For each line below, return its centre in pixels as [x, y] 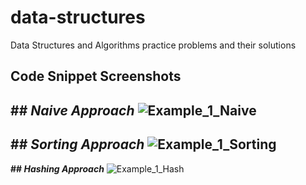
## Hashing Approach [57, 168]
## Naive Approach [72, 110]
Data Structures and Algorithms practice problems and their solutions [153, 45]
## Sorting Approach [77, 144]
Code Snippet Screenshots [96, 76]
